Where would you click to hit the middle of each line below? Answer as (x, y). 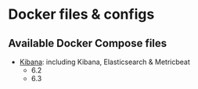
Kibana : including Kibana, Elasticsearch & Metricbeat (104, 62)
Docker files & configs (81, 14)
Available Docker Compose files (88, 43)
